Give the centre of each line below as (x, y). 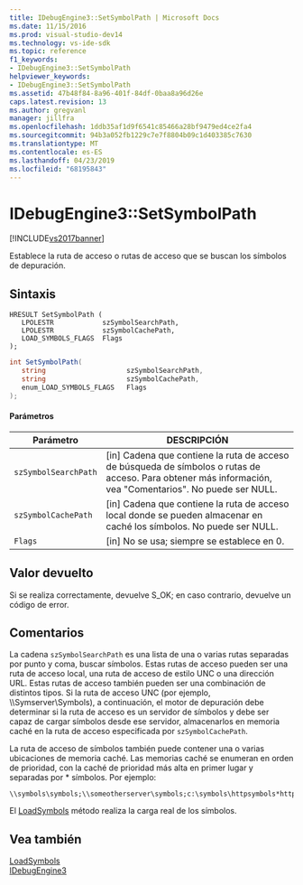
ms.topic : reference (48, 51)
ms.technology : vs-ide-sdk (60, 43)
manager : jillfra (42, 118)
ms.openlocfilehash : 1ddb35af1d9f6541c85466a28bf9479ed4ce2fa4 (131, 127)
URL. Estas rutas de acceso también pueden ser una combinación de (138, 684)
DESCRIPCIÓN (197, 440)
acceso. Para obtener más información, (189, 478)
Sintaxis (33, 294)
